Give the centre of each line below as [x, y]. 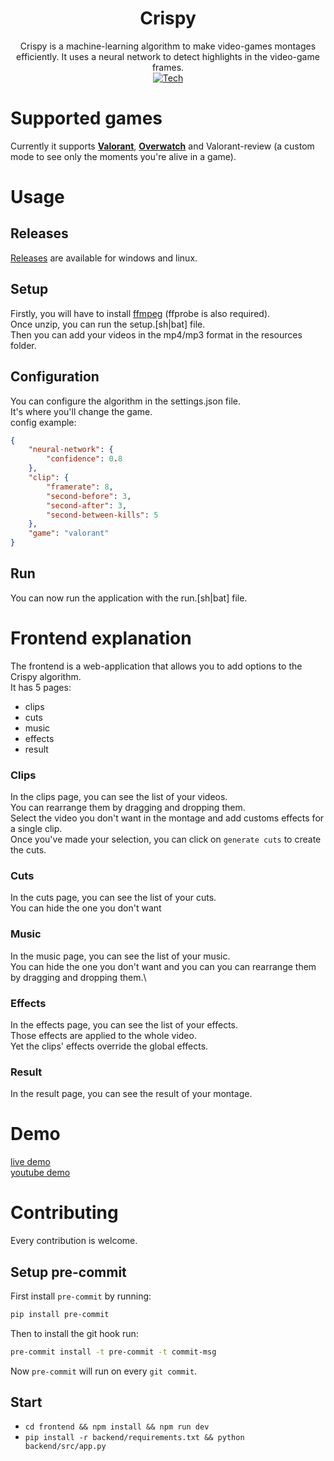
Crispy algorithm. [46, 676]
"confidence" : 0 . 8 [84, 459]
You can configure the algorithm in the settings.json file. [126, 401]
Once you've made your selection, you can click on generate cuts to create [166, 839]
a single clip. [36, 829]
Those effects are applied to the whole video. [103, 1035]
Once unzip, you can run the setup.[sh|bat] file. [108, 324]
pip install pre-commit [60, 1314]
